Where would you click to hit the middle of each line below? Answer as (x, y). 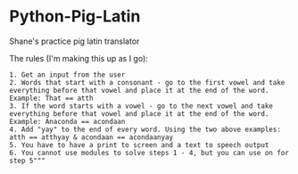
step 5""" (28, 161)
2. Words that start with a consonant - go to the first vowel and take (147, 82)
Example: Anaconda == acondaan (67, 121)
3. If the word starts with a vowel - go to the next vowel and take (141, 106)
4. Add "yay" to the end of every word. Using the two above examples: (145, 129)
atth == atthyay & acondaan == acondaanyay (91, 137)
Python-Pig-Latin (75, 17)
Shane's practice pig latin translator (74, 41)
